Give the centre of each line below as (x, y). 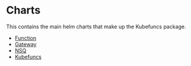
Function (26, 38)
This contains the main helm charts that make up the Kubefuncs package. (96, 27)
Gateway (26, 44)
